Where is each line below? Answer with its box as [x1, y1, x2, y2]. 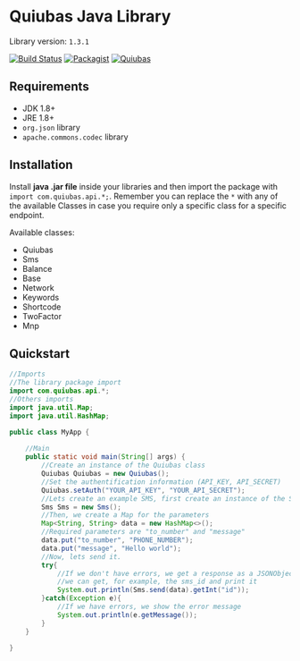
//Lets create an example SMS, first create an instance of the [41, 494, 286, 503]
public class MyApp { [9, 428, 90, 436]
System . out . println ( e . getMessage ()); [56, 610, 198, 619]
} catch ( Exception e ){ [41, 594, 122, 603]
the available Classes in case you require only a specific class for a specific [9, 199, 287, 211]
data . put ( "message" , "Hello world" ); [41, 544, 181, 553]
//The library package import [9, 378, 122, 387]
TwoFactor [21, 310, 62, 321]
